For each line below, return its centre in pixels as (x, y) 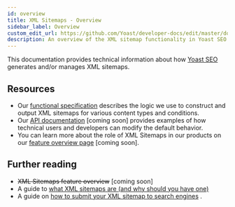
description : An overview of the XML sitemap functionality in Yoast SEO (117, 40)
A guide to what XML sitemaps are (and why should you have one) (113, 188)
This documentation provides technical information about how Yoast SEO (113, 59)
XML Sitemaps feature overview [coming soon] (85, 181)
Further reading (42, 164)
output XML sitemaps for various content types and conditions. (108, 113)
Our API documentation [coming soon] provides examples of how (112, 120)
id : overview (26, 14)
